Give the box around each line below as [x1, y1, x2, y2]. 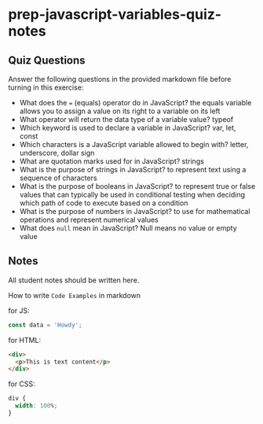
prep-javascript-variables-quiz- [8, 6, 222, 24]
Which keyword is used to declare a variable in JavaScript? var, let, [19, 124, 237, 132]
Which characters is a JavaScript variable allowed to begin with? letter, [19, 140, 249, 149]
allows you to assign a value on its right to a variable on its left [19, 106, 221, 116]
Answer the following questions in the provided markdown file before [8, 75, 232, 83]
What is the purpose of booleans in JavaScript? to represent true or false [19, 182, 256, 190]
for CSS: [8, 379, 35, 389]
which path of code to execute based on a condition [19, 198, 188, 208]
